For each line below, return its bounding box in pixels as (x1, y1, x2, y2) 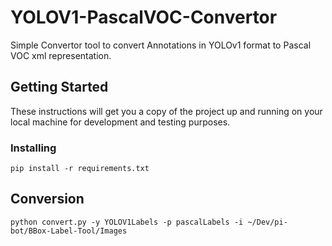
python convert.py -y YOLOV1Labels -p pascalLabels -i (10, 217, 244, 227)
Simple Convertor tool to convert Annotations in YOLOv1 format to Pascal (10, 39, 312, 51)
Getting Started (10, 79, 109, 96)
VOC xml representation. (10, 49, 112, 61)
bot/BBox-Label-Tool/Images (10, 226, 128, 236)
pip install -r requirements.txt (10, 164, 150, 174)
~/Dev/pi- (247, 217, 288, 227)
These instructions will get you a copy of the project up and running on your (10, 105, 323, 117)
